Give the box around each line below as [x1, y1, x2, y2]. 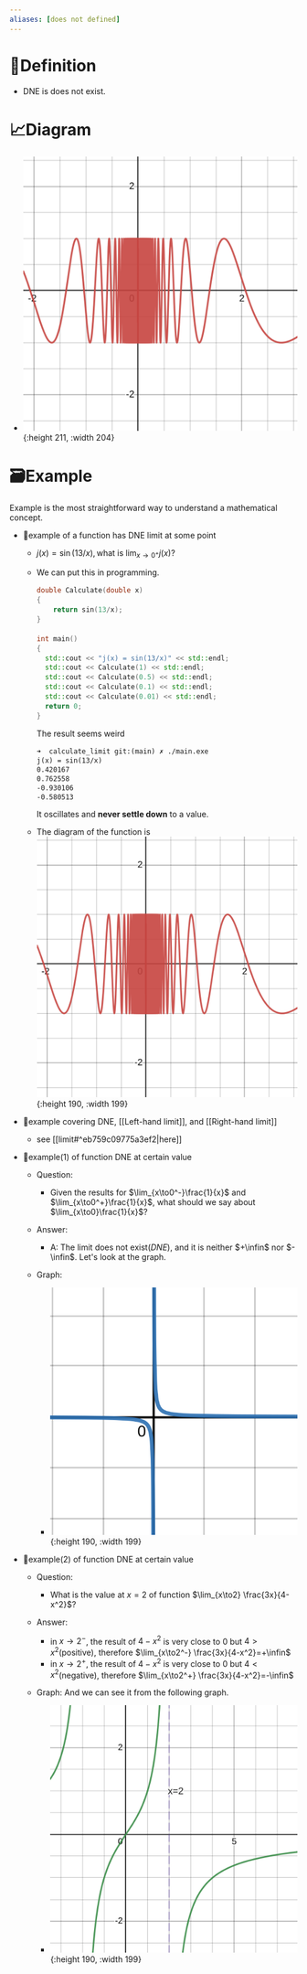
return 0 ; [44, 701, 82, 710]
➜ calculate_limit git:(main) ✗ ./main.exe [36, 746, 209, 756]
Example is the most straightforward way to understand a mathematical [9, 502, 278, 513]
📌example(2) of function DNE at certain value [22, 1553, 194, 1564]
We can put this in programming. [36, 567, 160, 578]
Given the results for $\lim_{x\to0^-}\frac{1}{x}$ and [49, 1187, 247, 1198]
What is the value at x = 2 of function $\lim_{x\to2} [49, 1589, 242, 1600]
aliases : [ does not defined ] [9, 15, 121, 24]
